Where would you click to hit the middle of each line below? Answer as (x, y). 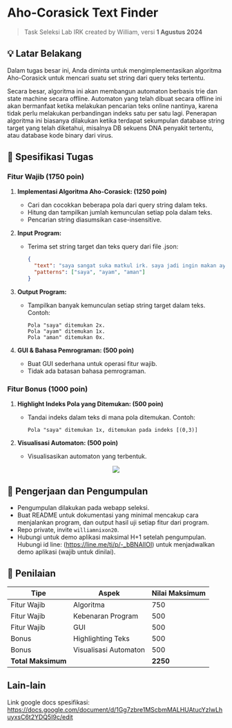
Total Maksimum (39, 661)
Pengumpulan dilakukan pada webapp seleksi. (83, 508)
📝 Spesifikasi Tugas (50, 157)
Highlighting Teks (101, 638)
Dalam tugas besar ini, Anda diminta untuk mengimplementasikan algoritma (115, 70)
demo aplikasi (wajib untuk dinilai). (66, 552)
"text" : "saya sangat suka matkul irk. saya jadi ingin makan (125, 266)
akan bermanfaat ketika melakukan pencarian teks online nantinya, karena (113, 106)
